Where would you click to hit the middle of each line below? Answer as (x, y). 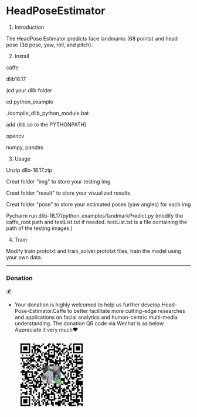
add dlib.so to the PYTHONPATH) (46, 124)
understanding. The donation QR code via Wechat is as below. (90, 323)
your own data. (24, 257)
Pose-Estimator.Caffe (40, 311)
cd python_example (30, 102)
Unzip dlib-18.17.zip (29, 170)
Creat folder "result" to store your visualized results (68, 193)
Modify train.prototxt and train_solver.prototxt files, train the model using (94, 251)
